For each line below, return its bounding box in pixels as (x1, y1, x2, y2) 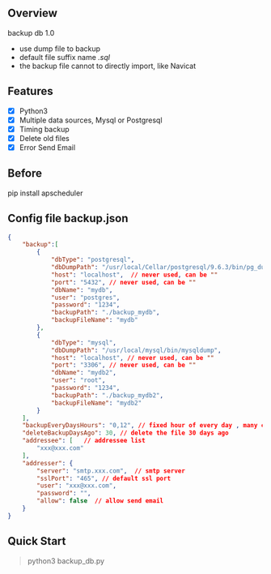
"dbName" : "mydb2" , (50, 369, 116, 377)
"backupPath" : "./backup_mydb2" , (50, 391, 163, 400)
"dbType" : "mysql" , (50, 338, 116, 347)
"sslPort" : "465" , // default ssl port (36, 474, 171, 482)
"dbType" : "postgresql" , (50, 255, 135, 264)
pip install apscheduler (7, 188, 83, 198)
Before (7, 166, 42, 181)
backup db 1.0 (7, 28, 55, 37)
